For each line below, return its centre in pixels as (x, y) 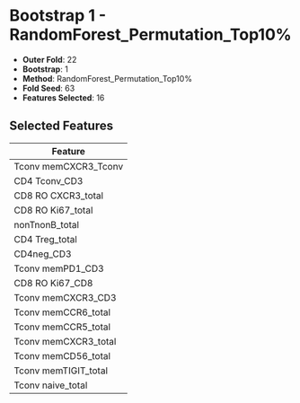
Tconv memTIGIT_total (61, 371)
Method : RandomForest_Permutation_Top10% (107, 78)
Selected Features (62, 126)
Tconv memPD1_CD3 (59, 268)
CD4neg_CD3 (43, 254)
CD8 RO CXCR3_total (59, 196)
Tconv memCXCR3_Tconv (69, 166)
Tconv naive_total (51, 385)
